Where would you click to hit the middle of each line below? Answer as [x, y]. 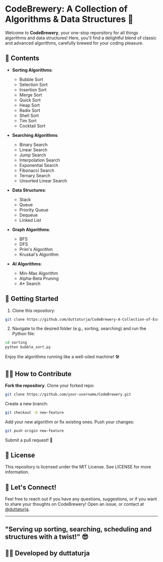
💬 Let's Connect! [31, 487]
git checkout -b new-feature [34, 413]
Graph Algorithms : [31, 230]
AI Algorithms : [27, 264]
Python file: [24, 334]
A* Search [30, 283]
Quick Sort [30, 100]
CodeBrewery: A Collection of [66, 9]
